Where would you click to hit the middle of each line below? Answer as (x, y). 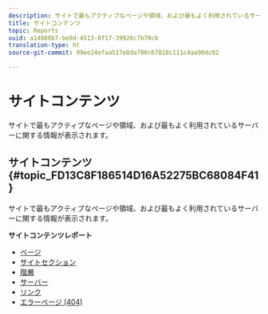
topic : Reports (33, 30)
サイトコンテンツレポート (50, 235)
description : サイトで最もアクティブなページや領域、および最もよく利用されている (129, 16)
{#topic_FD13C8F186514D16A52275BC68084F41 (134, 176)
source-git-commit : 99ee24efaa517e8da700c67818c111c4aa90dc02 (114, 53)
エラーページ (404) (51, 302)
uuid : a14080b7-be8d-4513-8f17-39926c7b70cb (83, 38)
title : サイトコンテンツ (45, 23)
